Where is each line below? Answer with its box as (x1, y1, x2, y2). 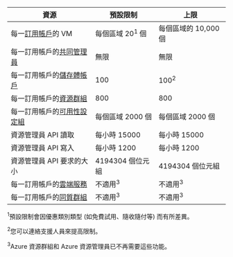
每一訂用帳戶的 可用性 (10, 107, 81, 116)
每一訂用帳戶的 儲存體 (10, 71, 81, 80)
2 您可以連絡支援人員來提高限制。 (7, 226, 102, 235)
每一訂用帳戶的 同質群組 (10, 193, 88, 202)
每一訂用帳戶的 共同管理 (10, 47, 88, 56)
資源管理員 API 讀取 (10, 130, 75, 139)
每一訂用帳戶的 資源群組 (10, 94, 88, 103)
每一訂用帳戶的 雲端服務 (10, 179, 88, 189)
